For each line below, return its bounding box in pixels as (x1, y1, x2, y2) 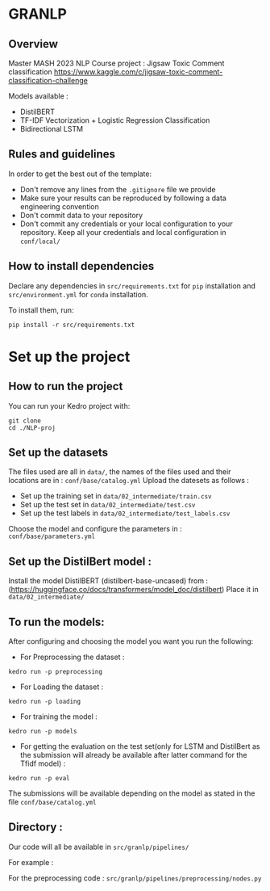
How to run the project (8, 380, 123, 393)
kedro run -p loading (8, 698, 81, 706)
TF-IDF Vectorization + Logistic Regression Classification (19, 116, 210, 125)
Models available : (8, 91, 69, 101)
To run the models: (8, 615, 105, 628)
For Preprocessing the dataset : (19, 652, 125, 662)
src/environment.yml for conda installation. (8, 289, 148, 299)
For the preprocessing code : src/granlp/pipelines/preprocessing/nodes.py (8, 873, 262, 883)
